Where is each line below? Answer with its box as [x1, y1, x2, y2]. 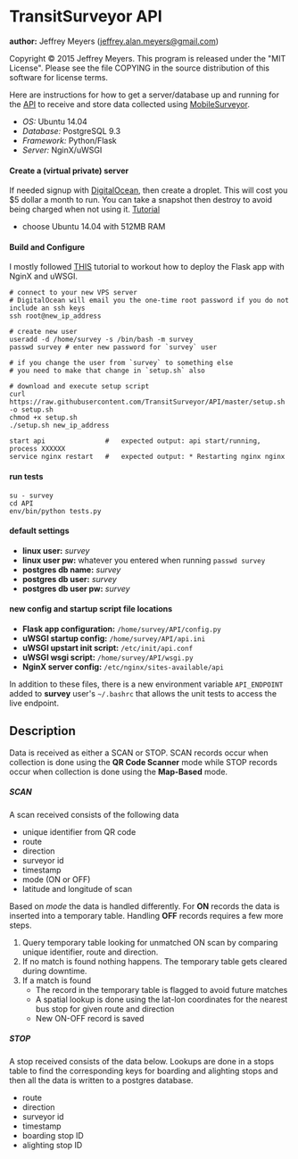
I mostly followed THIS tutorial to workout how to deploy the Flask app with [9, 262, 286, 272]
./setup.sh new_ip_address [9, 421, 110, 430]
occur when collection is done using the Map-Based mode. [9, 766, 228, 777]
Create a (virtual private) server [9, 165, 129, 176]
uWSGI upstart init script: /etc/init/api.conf [21, 642, 194, 653]
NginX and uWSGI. [9, 271, 79, 282]
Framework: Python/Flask [21, 135, 118, 146]
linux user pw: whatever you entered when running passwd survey [21, 554, 266, 565]
